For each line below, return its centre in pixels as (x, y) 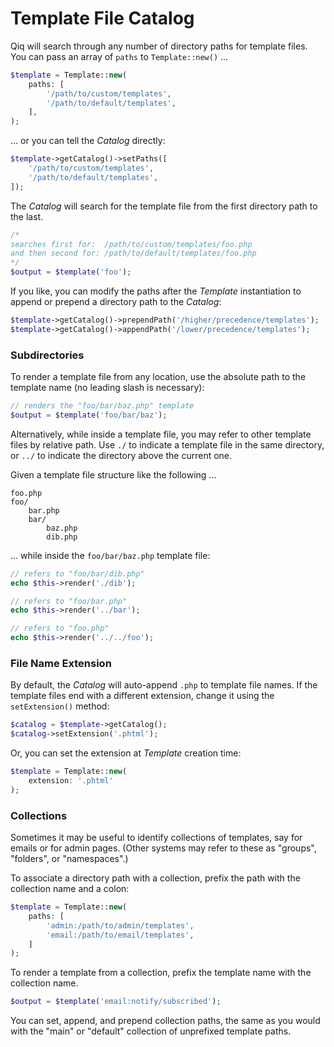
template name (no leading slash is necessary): (107, 388)
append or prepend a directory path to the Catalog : (116, 302)
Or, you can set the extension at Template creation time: (126, 753)
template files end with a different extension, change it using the (142, 696)
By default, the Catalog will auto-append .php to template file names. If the (164, 685)
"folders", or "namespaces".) (69, 859)
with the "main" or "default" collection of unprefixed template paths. (151, 1031)
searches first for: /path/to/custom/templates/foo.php (131, 244)
